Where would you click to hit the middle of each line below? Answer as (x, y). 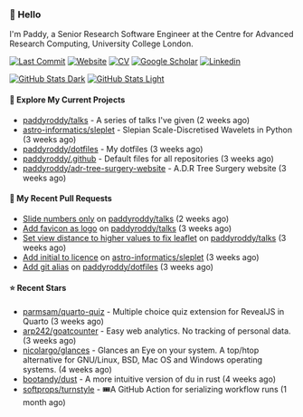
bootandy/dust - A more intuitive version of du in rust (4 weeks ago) (149, 379)
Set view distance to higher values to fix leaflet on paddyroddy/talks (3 (154, 238)
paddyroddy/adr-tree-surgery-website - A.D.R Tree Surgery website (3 (154, 168)
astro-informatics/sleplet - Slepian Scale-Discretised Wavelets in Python (157, 130)
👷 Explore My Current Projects (67, 100)
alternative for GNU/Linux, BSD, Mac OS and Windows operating (142, 359)
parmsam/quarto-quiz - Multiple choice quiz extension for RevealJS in (153, 311)
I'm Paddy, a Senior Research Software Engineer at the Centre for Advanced (151, 34)
